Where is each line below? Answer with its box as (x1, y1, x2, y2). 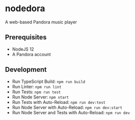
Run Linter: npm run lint (12, 83, 62, 89)
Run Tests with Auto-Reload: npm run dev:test (12, 99, 106, 105)
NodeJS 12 (12, 46, 34, 52)
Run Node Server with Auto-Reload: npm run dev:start (12, 104, 123, 110)
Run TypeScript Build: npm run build (12, 79, 85, 84)
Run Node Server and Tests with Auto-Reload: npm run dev (12, 109, 130, 115)
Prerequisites (5, 33, 47, 41)
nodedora (5, 3, 45, 14)
